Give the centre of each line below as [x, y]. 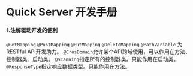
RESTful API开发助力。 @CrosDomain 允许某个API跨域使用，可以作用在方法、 [98, 52]
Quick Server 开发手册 [62, 12]
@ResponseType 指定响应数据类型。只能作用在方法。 [68, 66]
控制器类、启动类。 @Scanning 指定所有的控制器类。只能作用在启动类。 [93, 59]
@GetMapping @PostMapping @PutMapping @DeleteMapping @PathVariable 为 [94, 45]
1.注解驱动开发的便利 [32, 30]
